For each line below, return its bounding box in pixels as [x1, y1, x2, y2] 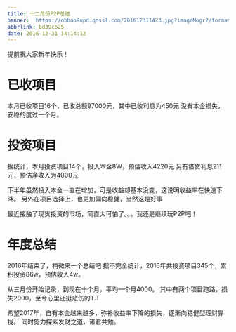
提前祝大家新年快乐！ [7, 50, 69, 58]
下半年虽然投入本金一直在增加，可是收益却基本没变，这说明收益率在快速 [7, 186, 216, 194]
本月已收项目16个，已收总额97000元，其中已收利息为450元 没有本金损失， [7, 102, 225, 110]
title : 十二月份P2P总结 [7, 10, 70, 18]
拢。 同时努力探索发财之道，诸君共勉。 [7, 317, 120, 326]
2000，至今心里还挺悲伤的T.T [13, 294, 100, 303]
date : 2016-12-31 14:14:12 [7, 29, 86, 37]
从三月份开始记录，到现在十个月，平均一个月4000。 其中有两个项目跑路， [7, 285, 222, 293]
